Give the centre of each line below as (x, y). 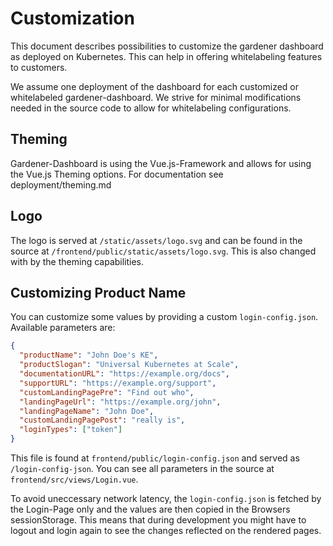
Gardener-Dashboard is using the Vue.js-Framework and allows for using (161, 163)
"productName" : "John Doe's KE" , (89, 355)
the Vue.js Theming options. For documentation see (117, 174)
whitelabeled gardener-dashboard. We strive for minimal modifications (156, 97)
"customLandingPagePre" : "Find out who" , (107, 392)
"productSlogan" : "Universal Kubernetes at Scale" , (129, 365)
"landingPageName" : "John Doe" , (87, 411)
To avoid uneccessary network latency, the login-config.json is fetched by (166, 498)
